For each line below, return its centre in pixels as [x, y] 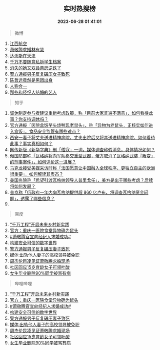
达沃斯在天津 [22, 56]
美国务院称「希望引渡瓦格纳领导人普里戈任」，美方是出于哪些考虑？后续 [81, 180]
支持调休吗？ [36, 119]
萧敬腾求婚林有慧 [27, 49]
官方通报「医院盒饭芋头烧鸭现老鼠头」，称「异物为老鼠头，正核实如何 [79, 125]
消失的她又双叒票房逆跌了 [35, 68]
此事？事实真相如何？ [31, 144]
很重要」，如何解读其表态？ [36, 174]
